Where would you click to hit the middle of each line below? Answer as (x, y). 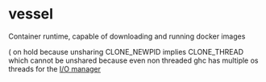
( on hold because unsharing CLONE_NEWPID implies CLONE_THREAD (126, 51)
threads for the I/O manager (55, 68)
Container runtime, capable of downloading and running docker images (127, 36)
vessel (31, 14)
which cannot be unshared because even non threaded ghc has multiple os (134, 60)
